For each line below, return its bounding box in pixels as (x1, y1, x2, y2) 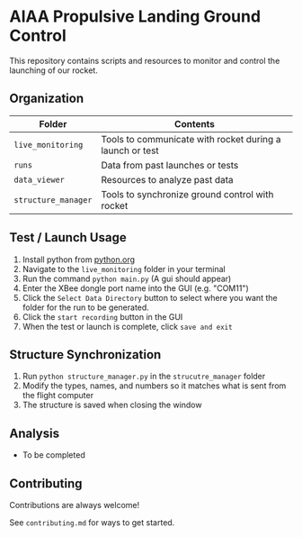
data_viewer (13, 174, 66, 185)
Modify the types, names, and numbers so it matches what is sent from (22, 380, 287, 391)
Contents (173, 117, 216, 130)
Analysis (9, 425, 60, 441)
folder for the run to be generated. (22, 302, 150, 313)
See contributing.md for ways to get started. (9, 517, 175, 528)
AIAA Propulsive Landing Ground (9, 6, 262, 27)
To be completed (22, 450, 85, 460)
